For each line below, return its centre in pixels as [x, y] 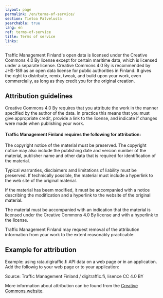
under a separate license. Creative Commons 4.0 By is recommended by [78, 65]
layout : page [18, 9]
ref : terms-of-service [28, 32]
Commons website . [24, 291]
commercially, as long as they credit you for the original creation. [70, 81]
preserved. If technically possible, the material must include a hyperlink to [79, 175]
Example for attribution [41, 250]
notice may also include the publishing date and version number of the [76, 150]
